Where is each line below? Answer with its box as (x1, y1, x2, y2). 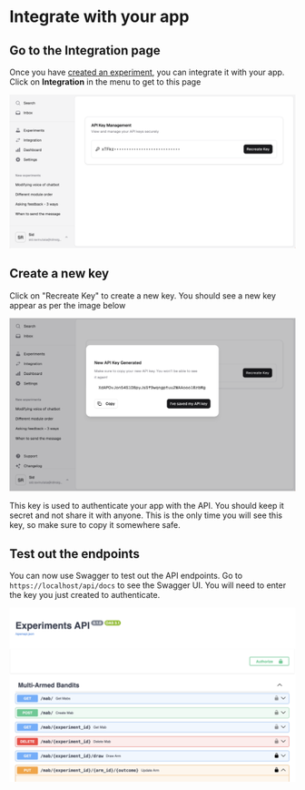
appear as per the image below (9, 299, 126, 310)
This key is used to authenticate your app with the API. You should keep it (9, 501, 284, 511)
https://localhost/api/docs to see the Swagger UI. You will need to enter (9, 580, 287, 591)
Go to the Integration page (9, 43, 161, 58)
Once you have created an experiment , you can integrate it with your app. (9, 66, 285, 77)
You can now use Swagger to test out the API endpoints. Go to (9, 571, 243, 581)
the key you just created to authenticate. (9, 590, 161, 600)
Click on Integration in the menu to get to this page (9, 76, 202, 87)
